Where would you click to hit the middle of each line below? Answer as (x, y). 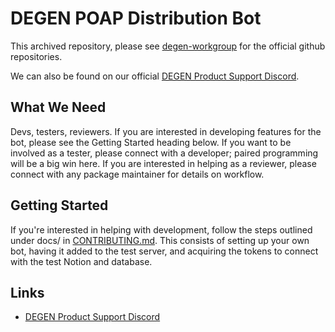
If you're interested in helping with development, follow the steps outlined (161, 229)
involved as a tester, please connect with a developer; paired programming (164, 153)
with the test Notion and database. (81, 261)
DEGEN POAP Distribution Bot (136, 18)
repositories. (36, 56)
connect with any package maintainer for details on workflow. (137, 174)
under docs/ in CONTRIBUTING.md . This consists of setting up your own (160, 240)
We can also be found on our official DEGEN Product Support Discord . (155, 76)
